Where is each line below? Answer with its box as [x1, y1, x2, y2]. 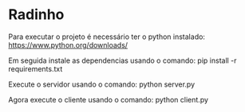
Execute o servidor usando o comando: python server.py [8, 79, 196, 89]
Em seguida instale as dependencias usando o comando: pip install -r [8, 56, 237, 65]
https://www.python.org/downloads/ [8, 40, 128, 49]
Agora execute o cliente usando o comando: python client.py [8, 95, 209, 104]
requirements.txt [8, 64, 63, 73]
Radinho [8, 6, 65, 24]
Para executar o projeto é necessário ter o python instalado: [8, 32, 206, 41]
